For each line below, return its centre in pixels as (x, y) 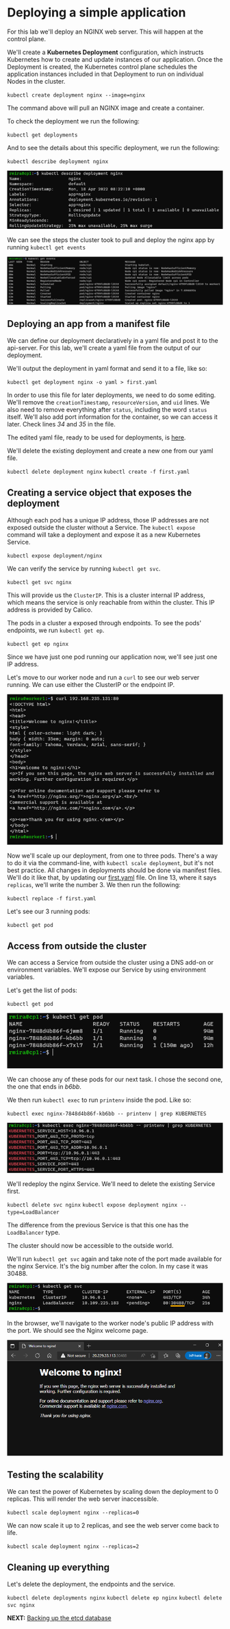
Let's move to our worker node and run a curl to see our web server (103, 677)
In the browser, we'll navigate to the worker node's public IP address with (110, 1323)
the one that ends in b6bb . (44, 1087)
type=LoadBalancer (33, 1212)
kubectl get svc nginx (39, 582)
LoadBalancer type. (34, 1232)
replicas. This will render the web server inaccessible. (83, 1499)
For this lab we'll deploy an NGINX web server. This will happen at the (105, 32)
